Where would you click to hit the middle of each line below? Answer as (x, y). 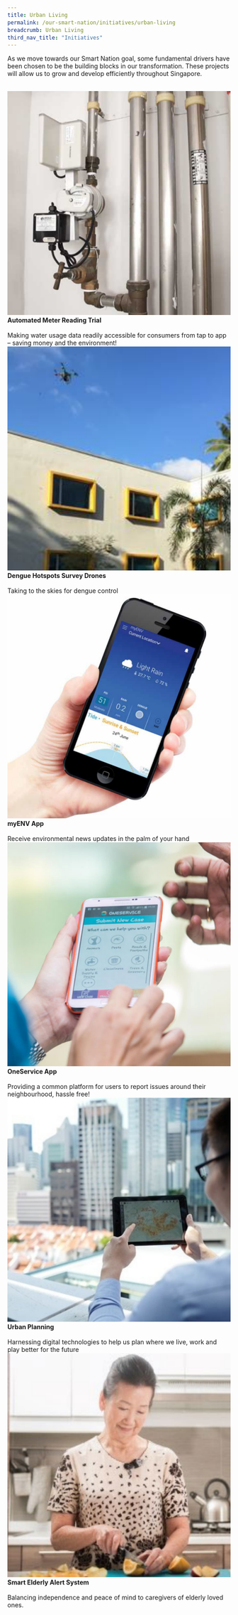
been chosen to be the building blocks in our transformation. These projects (118, 66)
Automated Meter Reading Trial (55, 321)
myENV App (26, 824)
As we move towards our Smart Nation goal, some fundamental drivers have (119, 59)
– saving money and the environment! (62, 343)
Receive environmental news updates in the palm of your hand (98, 839)
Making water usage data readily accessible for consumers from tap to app (117, 336)
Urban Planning (31, 1327)
